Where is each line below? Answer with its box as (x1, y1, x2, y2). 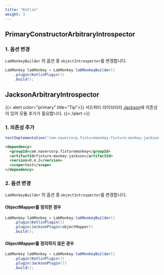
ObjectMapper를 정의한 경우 (5, 204, 61, 210)
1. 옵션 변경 (5, 45, 30, 52)
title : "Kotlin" (5, 7, 38, 12)
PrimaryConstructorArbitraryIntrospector (5, 30, 136, 38)
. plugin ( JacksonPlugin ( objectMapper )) (14, 225, 93, 230)
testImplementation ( (5, 135, 48, 140)
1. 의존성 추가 (5, 124, 35, 131)
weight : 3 (5, 12, 26, 17)
